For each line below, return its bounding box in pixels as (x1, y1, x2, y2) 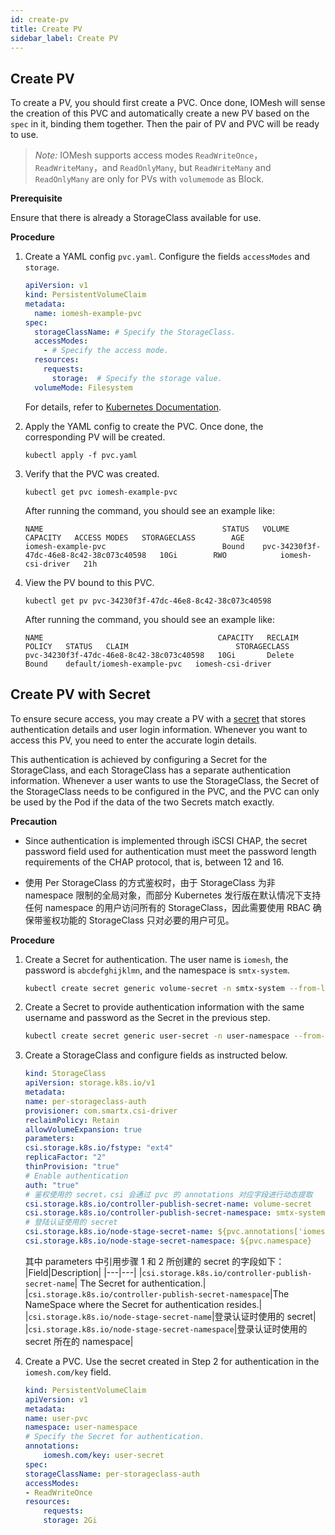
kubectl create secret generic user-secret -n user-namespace (24, 1031, 290, 1041)
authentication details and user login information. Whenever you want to (10, 723, 308, 735)
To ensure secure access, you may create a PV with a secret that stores (10, 712, 307, 725)
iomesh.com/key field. (24, 1366, 112, 1378)
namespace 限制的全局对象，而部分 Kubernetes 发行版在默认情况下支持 (24, 889, 322, 901)
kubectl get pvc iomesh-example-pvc (24, 487, 178, 497)
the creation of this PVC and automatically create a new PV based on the (10, 107, 310, 120)
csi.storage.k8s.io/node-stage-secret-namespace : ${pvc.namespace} (24, 1236, 312, 1246)
